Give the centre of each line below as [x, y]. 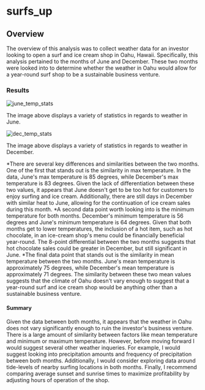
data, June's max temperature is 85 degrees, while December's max [92, 177]
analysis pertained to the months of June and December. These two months [102, 61]
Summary [19, 307]
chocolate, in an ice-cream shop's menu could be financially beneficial [95, 235]
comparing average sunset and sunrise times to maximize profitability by [98, 373]
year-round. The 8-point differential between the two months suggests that [101, 242]
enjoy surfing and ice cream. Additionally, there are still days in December [99, 196]
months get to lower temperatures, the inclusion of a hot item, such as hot [99, 229]
